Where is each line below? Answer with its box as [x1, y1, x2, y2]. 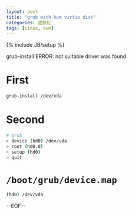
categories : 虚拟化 [6, 20, 51, 25]
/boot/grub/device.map [6, 174, 117, 186]
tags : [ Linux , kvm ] [6, 25, 54, 31]
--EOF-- [6, 202, 27, 210]
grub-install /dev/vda [6, 93, 62, 99]
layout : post [6, 8, 38, 15]
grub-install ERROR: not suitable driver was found [6, 53, 127, 60]
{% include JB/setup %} [6, 41, 65, 48]
